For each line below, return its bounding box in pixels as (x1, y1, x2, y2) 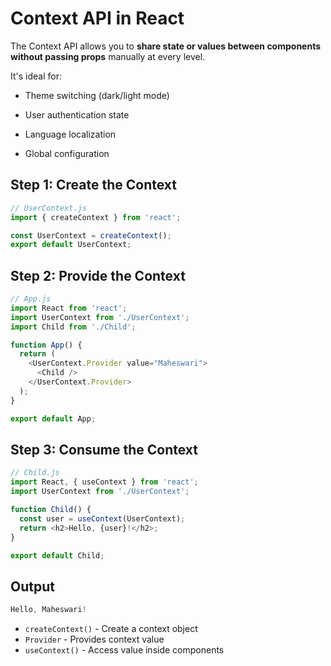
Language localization (24, 128, 117, 140)
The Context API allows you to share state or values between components (10, 40, 322, 52)
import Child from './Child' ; (10, 322, 137, 332)
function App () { (10, 340, 83, 350)
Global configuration (24, 147, 110, 159)
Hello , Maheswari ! (10, 605, 87, 615)
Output (10, 578, 55, 595)
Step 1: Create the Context (10, 177, 177, 194)
